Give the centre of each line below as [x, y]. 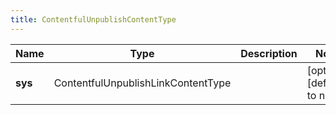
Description [269, 53]
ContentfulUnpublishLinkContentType [142, 83]
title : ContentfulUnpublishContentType [93, 19]
